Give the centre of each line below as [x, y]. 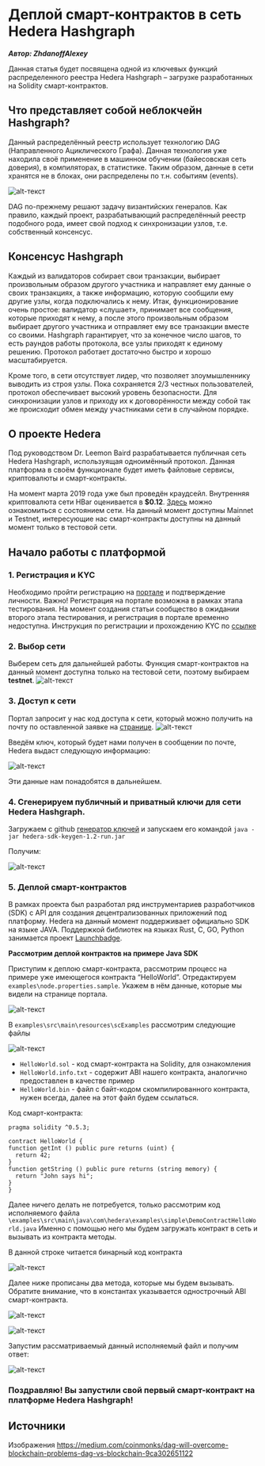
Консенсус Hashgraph [66, 256]
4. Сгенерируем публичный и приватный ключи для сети [125, 802]
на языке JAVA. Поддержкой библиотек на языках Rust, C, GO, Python [126, 930]
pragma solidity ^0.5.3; [49, 1127]
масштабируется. [38, 360]
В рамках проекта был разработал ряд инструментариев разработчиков [132, 905]
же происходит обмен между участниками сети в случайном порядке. [129, 409]
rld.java [23, 1229]
